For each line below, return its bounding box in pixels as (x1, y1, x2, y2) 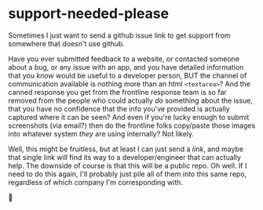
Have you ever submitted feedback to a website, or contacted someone (8, 54, 240, 63)
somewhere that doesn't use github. (8, 38, 126, 48)
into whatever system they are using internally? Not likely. (8, 129, 195, 138)
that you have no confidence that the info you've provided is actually (8, 103, 230, 114)
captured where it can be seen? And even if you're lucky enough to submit (8, 112, 250, 121)
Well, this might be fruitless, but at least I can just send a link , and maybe (8, 144, 244, 154)
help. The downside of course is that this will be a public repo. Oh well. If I (8, 161, 247, 170)
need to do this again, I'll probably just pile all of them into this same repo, (8, 169, 247, 179)
